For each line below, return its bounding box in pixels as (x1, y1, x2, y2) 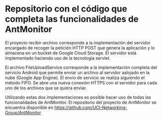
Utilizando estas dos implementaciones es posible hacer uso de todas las (5, 94, 151, 100)
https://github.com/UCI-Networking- (54, 105, 127, 110)
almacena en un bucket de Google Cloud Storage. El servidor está (5, 50, 137, 56)
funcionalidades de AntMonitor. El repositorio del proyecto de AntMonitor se (5, 99, 157, 105)
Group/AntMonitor (5, 109, 41, 115)
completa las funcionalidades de (5, 13, 139, 25)
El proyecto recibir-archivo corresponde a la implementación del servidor (5, 40, 151, 45)
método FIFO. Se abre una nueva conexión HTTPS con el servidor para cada (5, 80, 157, 85)
